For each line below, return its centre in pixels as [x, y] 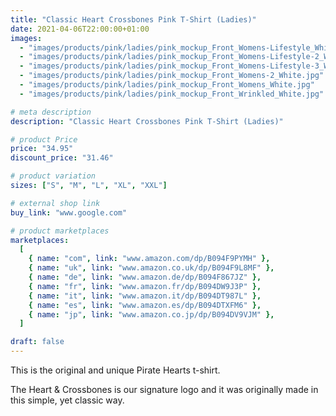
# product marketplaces [60, 231]
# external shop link [55, 203]
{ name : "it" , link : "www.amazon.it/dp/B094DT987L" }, [145, 296]
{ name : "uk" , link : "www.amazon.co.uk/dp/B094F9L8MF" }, [151, 268]
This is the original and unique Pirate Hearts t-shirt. [115, 370]
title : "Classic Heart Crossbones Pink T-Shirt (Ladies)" [133, 19]
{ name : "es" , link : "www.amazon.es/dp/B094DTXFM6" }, [145, 305]
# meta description [51, 112]
